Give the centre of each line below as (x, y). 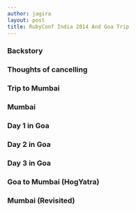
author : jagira (29, 14)
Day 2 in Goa (29, 144)
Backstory (25, 51)
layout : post (26, 20)
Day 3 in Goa (29, 163)
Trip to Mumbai (33, 88)
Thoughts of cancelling (47, 70)
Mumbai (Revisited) (41, 201)
